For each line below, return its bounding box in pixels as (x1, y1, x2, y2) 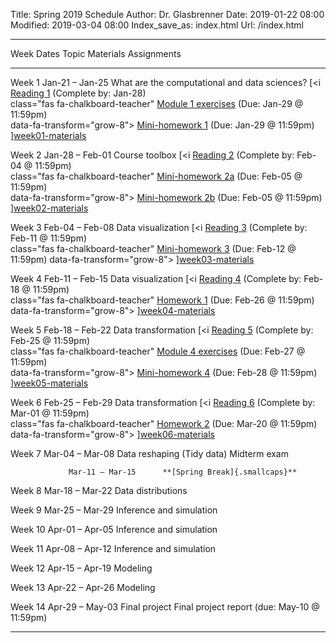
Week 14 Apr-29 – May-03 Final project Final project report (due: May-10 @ (10, 601, 320, 613)
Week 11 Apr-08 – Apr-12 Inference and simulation (10, 543, 217, 554)
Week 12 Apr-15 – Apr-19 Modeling (10, 562, 153, 574)
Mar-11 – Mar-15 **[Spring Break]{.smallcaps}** (68, 467, 298, 477)
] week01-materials (10, 130, 87, 141)
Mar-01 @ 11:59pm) (10, 407, 90, 419)
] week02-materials (10, 202, 89, 214)
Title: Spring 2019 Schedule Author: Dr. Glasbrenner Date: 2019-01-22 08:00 (10, 9, 325, 20)
